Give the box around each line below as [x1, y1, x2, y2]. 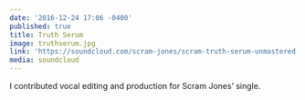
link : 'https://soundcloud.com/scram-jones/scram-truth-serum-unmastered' [9, 47, 300, 56]
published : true [9, 22, 71, 31]
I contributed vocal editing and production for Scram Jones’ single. [9, 81, 261, 91]
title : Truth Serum [9, 30, 84, 39]
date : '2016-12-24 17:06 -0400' [9, 13, 132, 23]
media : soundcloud [9, 55, 79, 65]
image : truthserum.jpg [9, 38, 96, 48]
